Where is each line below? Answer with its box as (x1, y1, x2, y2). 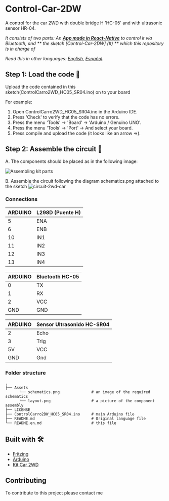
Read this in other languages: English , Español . (5, 55, 104, 61)
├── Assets (5, 385, 28, 390)
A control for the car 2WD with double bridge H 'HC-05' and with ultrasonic (5, 20, 163, 26)
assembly (5, 403, 24, 408)
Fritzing (12, 451, 29, 457)
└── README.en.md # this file (5, 421, 116, 426)
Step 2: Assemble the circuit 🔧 (5, 145, 103, 153)
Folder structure (5, 369, 46, 376)
